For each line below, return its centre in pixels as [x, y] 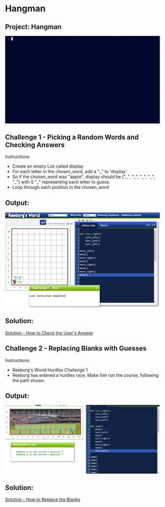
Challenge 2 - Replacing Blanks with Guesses [76, 348]
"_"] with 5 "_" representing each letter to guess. [61, 182]
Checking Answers [35, 145]
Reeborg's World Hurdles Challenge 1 [50, 370]
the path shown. [28, 380]
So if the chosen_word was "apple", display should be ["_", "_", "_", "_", [83, 177]
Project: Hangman [33, 27]
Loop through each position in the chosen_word [60, 187]
